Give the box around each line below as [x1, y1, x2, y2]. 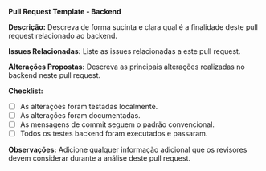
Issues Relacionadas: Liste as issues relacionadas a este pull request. [8, 47, 241, 55]
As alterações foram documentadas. [19, 111, 141, 120]
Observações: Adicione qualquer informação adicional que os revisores [8, 145, 248, 155]
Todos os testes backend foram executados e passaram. [19, 128, 208, 139]
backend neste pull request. [8, 71, 101, 79]
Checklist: [8, 86, 44, 96]
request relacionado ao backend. [8, 31, 118, 40]
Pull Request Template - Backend [8, 7, 122, 16]
